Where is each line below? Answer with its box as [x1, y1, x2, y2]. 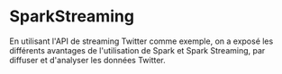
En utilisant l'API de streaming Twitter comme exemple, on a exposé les [9, 36, 274, 46]
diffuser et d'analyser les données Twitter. [9, 54, 167, 65]
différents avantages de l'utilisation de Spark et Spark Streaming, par [9, 45, 266, 55]
